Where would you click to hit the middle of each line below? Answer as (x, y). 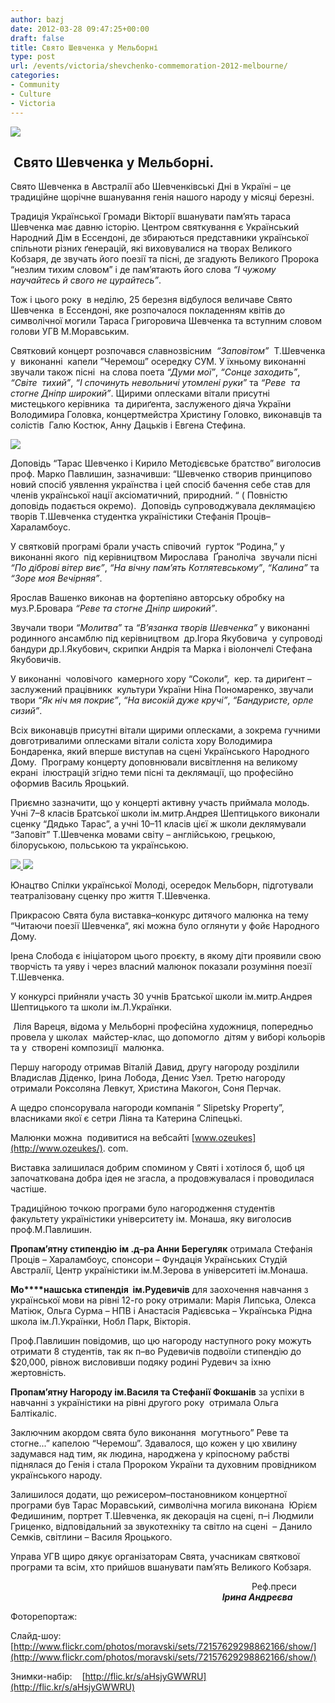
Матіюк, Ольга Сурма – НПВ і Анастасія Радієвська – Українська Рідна (161, 1311)
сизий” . (26, 711)
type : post (33, 57)
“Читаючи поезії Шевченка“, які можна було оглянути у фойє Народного (165, 926)
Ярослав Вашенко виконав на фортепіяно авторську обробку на (147, 598)
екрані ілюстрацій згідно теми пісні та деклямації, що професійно (152, 773)
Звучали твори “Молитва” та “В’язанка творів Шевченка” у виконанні (160, 628)
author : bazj (37, 19)
